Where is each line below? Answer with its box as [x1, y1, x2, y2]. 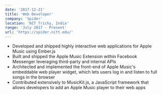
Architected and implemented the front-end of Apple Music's [12, 64, 136, 70]
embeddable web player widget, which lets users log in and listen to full [12, 69, 157, 75]
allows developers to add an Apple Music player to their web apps [12, 85, 146, 90]
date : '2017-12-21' [5, 7, 45, 12]
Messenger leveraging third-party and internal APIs [12, 59, 116, 64]
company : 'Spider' [5, 16, 43, 21]
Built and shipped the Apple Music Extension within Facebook [12, 54, 137, 59]
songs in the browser [12, 74, 55, 80]
